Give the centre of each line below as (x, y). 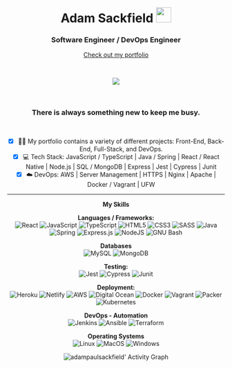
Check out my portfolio (116, 55)
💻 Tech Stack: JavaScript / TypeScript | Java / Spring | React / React (121, 156)
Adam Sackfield (107, 18)
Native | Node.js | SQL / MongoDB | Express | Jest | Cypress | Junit (121, 167)
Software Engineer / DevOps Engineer (116, 40)
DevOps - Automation (116, 315)
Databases (116, 246)
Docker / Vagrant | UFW (121, 184)
